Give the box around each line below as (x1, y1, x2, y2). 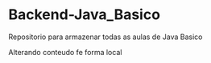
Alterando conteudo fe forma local (8, 47, 122, 57)
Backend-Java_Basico (8, 6, 161, 24)
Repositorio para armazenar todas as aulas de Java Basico (8, 32, 203, 41)
